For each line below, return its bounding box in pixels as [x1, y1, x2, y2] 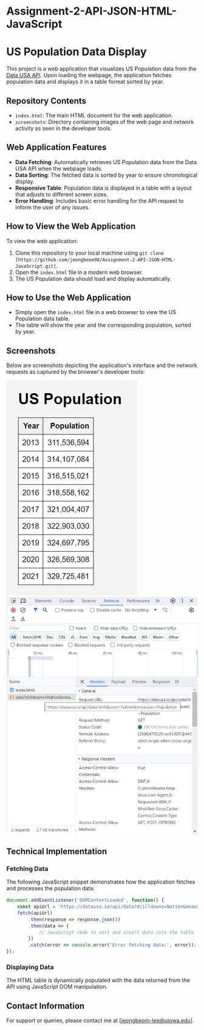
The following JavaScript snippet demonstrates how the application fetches [6, 878, 195, 885]
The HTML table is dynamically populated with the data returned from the [6, 977, 190, 984]
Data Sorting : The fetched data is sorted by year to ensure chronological [15, 171, 198, 179]
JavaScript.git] [15, 263, 56, 269]
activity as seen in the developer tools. [15, 125, 112, 132]
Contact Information [6, 1001, 85, 1011]
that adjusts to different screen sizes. [15, 190, 108, 198]
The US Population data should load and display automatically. [15, 275, 172, 282]
